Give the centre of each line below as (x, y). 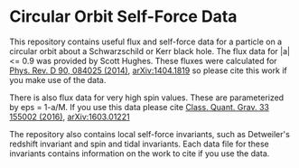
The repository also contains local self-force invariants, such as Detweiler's (150, 134)
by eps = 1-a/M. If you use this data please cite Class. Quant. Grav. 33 (139, 107)
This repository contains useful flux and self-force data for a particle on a (146, 42)
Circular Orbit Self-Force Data (123, 17)
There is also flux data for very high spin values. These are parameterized (147, 98)
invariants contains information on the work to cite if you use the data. (140, 153)
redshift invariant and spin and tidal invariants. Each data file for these (139, 144)
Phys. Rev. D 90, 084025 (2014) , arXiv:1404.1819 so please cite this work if (148, 70)
